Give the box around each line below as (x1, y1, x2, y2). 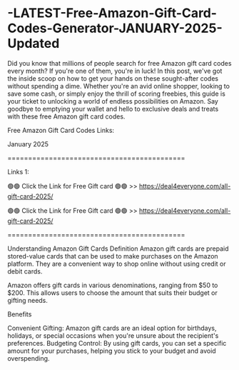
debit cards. (7, 266, 43, 276)
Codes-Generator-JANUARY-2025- (7, 20, 223, 36)
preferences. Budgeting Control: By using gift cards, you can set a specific (7, 339, 227, 347)
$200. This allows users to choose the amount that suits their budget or (7, 288, 218, 297)
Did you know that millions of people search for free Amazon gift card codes (7, 59, 232, 67)
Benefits (7, 309, 32, 319)
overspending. (7, 354, 50, 362)
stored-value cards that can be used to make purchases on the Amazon (7, 251, 219, 260)
